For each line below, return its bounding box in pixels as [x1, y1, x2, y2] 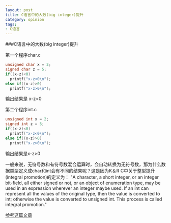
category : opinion [5, 17, 44, 22]
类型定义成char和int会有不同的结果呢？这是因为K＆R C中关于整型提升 [9, 167, 155, 174]
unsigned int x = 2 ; [5, 117, 49, 122]
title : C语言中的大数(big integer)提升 [5, 12, 84, 17]
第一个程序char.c [5, 52, 41, 58]
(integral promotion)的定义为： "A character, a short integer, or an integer [5, 174, 159, 180]
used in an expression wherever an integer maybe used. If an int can [5, 185, 149, 191]
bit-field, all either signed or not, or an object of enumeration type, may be [5, 180, 161, 186]
